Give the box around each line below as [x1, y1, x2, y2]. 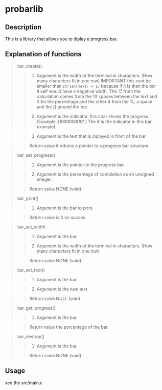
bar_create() [17, 63, 43, 69]
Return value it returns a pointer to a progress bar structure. [29, 143, 150, 148]
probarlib [5, 3, 44, 15]
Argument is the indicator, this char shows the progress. [36, 113, 150, 119]
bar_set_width [17, 224, 46, 230]
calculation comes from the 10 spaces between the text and [36, 93, 158, 99]
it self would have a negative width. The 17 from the [36, 88, 141, 94]
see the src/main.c [5, 380, 43, 386]
